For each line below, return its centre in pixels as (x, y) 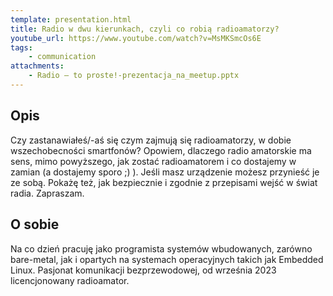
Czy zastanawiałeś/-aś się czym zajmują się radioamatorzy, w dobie (151, 140)
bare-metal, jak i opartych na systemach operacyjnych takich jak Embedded (167, 259)
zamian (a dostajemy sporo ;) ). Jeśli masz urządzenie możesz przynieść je (165, 172)
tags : (21, 47)
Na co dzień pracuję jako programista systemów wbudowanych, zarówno (161, 248)
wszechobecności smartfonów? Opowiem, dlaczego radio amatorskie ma (161, 150)
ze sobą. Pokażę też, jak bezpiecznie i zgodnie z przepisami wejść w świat (164, 182)
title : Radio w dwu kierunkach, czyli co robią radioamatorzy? (145, 29)
